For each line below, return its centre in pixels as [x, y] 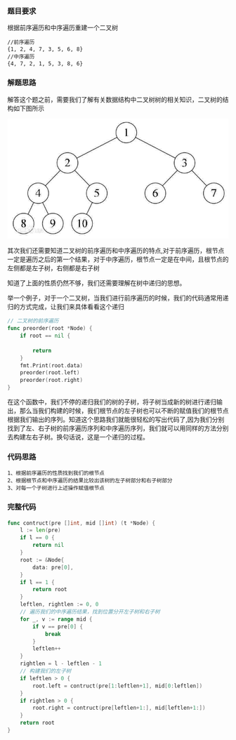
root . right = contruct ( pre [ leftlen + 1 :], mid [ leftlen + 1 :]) [119, 708]
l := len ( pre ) [40, 530]
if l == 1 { [37, 582]
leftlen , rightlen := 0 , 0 [59, 604]
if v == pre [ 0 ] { [58, 626]
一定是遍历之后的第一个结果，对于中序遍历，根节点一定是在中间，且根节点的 [118, 259]
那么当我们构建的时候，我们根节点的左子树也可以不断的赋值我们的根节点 [124, 411]
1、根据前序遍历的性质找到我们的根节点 [56, 473]
